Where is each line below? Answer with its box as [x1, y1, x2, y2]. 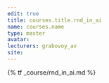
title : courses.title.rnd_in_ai [7, 17, 102, 24]
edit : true [7, 10, 39, 17]
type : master [7, 29, 46, 37]
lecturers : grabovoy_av [7, 43, 77, 50]
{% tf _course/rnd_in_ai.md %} [7, 68, 96, 77]
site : [7, 50, 23, 56]
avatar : [7, 36, 30, 43]
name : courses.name [7, 23, 65, 30]
